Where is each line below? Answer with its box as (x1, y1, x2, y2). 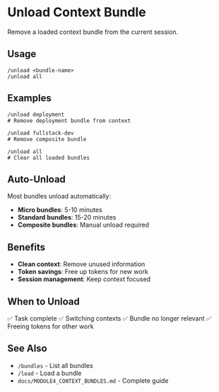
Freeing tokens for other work (7, 322, 94, 331)
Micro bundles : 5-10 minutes (17, 206, 102, 214)
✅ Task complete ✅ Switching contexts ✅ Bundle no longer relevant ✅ (7, 314, 212, 322)
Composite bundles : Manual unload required (17, 220, 150, 230)
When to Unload (7, 295, 80, 307)
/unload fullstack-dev (7, 129, 74, 136)
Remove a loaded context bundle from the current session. (7, 28, 179, 36)
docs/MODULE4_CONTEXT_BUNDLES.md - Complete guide (17, 376, 169, 385)
